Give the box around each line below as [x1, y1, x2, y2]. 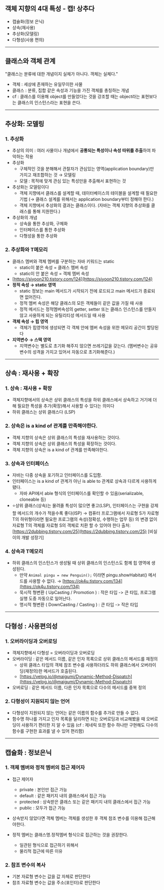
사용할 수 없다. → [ [28, 578, 64, 584]
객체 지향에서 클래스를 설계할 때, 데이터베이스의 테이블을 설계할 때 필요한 [19, 190, 158, 196]
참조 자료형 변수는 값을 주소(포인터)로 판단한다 [12, 880, 101, 886]
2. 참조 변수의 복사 [5, 861, 46, 868]
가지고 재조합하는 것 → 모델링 [19, 172, 76, 178]
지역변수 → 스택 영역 [12, 336, 51, 342]
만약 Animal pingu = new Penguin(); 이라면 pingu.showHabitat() [19, 572, 147, 578]
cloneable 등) [19, 496, 46, 502]
